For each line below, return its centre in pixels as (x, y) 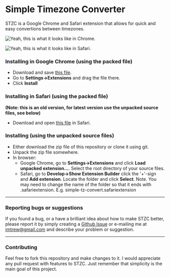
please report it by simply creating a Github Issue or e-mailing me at (76, 224)
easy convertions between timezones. (45, 28)
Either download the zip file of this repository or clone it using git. (81, 147)
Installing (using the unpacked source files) (60, 136)
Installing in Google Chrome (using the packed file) (69, 61)
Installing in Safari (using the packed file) (57, 96)
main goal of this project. (31, 269)
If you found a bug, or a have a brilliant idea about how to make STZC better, (85, 219)
